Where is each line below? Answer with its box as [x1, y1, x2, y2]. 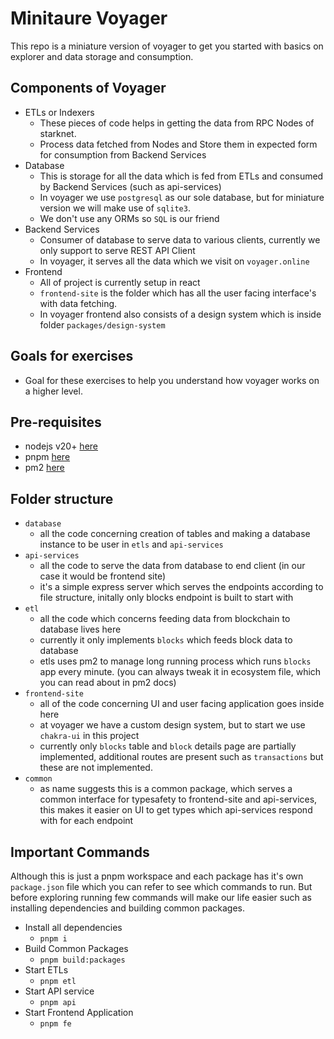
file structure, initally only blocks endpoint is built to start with [39, 592, 294, 604]
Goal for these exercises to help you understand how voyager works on [24, 374, 320, 386]
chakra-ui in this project [39, 730, 140, 742]
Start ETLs [24, 964, 69, 976]
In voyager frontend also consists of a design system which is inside [39, 308, 322, 320]
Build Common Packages [24, 943, 129, 954]
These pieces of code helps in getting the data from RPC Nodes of [39, 117, 315, 129]
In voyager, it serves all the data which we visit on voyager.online [39, 255, 310, 267]
